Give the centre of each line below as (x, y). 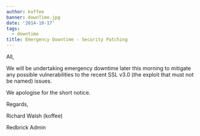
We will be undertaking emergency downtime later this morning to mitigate (99, 68)
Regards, (17, 104)
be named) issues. (29, 81)
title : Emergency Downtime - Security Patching (67, 40)
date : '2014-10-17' (31, 23)
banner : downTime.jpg (33, 17)
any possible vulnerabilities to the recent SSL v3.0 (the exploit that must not (100, 75)
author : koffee (25, 12)
